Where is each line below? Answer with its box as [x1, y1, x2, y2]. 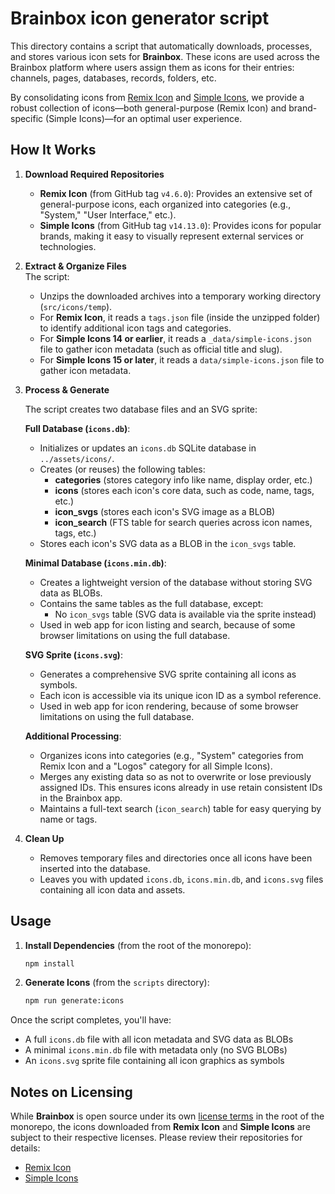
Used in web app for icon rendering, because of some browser [39, 700, 299, 712]
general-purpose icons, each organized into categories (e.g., [39, 198, 292, 210]
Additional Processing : [24, 730, 122, 742]
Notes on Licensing [10, 1083, 133, 1101]
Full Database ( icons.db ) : [24, 422, 131, 434]
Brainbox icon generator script [10, 7, 270, 30]
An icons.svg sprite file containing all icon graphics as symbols [24, 1055, 285, 1067]
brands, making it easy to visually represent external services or [39, 230, 305, 242]
